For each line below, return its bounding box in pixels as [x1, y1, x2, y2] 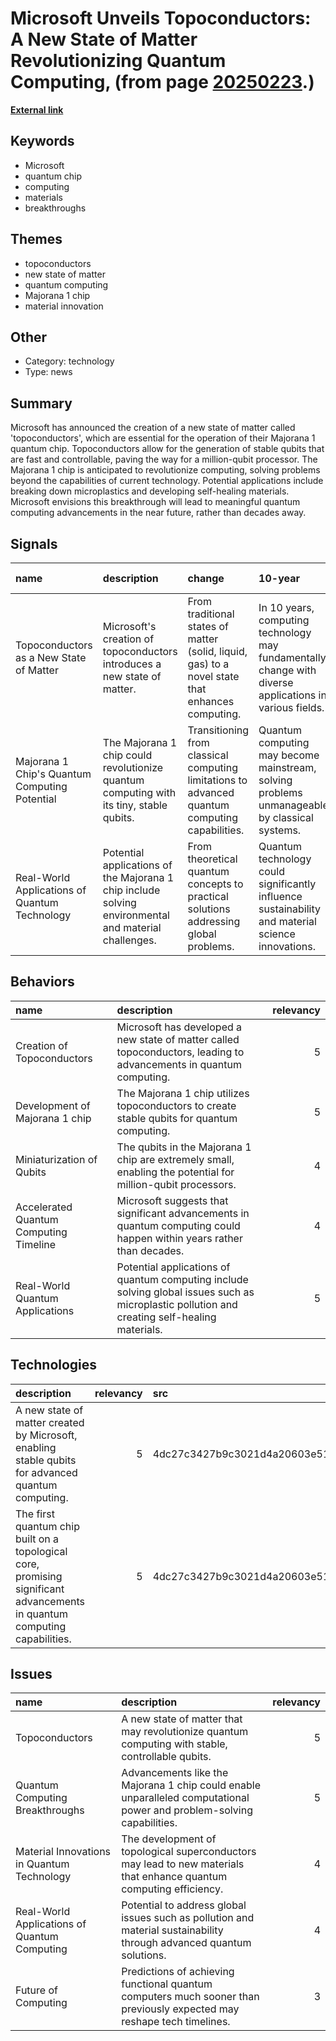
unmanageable [258, 798, 329, 812]
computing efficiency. [121, 1882, 224, 1896]
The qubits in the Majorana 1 [116, 1140, 252, 1154]
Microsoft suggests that [116, 1193, 229, 1207]
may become [258, 748, 320, 762]
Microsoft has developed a [116, 1020, 243, 1034]
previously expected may [121, 2002, 240, 2016]
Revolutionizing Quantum [10, 50, 227, 72]
